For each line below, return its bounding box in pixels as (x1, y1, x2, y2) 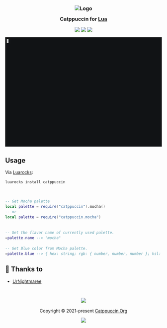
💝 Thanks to (5, 265, 43, 273)
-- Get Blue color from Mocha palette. (5, 246, 88, 251)
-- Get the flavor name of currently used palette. (5, 230, 114, 236)
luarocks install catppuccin (5, 179, 66, 185)
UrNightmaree (12, 278, 42, 284)
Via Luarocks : (5, 169, 33, 175)
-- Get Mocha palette (5, 199, 50, 204)
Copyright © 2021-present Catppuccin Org (39, 308, 128, 314)
